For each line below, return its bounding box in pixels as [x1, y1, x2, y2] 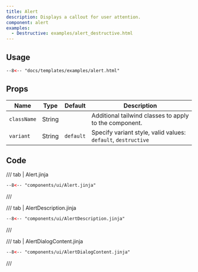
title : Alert [6, 8, 38, 15]
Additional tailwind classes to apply [91, 111, 189, 119]
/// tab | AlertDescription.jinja [6, 204, 77, 211]
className [9, 116, 37, 122]
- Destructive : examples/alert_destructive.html [11, 31, 133, 36]
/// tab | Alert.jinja [6, 171, 49, 178]
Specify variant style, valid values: [91, 128, 186, 136]
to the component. [91, 119, 143, 127]
